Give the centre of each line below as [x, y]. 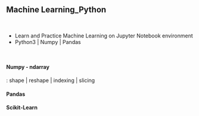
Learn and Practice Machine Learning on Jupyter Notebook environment [104, 36]
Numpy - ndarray [28, 67]
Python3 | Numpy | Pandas [48, 42]
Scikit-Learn [22, 108]
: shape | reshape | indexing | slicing [51, 80]
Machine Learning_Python [56, 10]
